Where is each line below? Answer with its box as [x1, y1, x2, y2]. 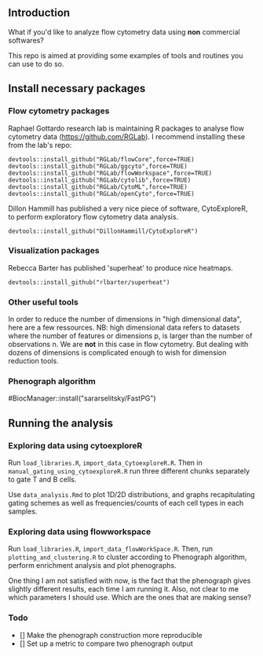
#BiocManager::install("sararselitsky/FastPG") [8, 393, 156, 404]
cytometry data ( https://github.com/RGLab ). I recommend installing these [8, 131, 246, 141]
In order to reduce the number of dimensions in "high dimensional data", [8, 315, 242, 324]
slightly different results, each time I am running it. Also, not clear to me [8, 584, 239, 594]
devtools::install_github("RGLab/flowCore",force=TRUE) [8, 155, 195, 164]
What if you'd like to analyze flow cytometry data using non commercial [8, 27, 241, 36]
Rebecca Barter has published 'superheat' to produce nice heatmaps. [8, 263, 233, 272]
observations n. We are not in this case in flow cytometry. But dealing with [8, 340, 249, 349]
